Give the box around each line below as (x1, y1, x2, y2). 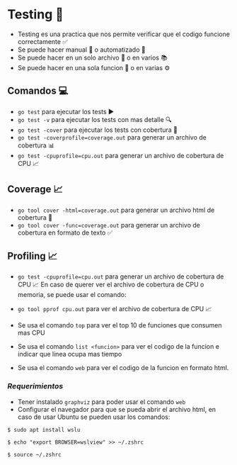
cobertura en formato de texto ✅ (17, 228, 113, 237)
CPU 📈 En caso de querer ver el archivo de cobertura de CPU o (17, 280, 204, 289)
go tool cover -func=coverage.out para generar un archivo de (17, 220, 200, 229)
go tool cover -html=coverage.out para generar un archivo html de (17, 206, 215, 214)
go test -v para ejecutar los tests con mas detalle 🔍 (17, 115, 172, 123)
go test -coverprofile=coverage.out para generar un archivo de (17, 133, 207, 141)
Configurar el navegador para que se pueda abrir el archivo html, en (17, 405, 216, 413)
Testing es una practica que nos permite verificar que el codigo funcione (17, 30, 230, 38)
